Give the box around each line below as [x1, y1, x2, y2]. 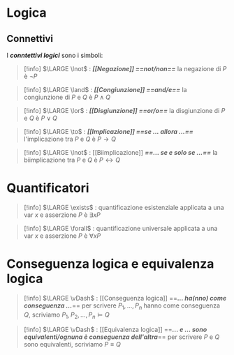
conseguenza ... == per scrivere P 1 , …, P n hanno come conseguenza [23, 301, 221, 311]
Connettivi [6, 33, 54, 45]
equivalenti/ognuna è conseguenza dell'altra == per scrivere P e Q [23, 333, 220, 341]
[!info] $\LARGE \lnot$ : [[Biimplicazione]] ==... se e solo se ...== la [23, 149, 218, 156]
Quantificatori [6, 180, 89, 196]
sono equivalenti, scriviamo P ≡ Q [23, 340, 122, 349]
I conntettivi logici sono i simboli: [6, 51, 103, 59]
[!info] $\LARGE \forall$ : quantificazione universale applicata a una [23, 224, 218, 232]
